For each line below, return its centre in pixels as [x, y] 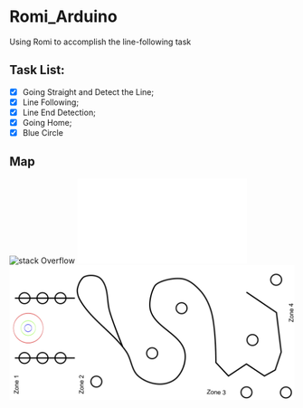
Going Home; [47, 122]
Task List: [37, 70]
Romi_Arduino [63, 17]
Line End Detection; [59, 112]
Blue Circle [43, 133]
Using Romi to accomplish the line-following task [100, 42]
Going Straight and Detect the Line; [88, 91]
